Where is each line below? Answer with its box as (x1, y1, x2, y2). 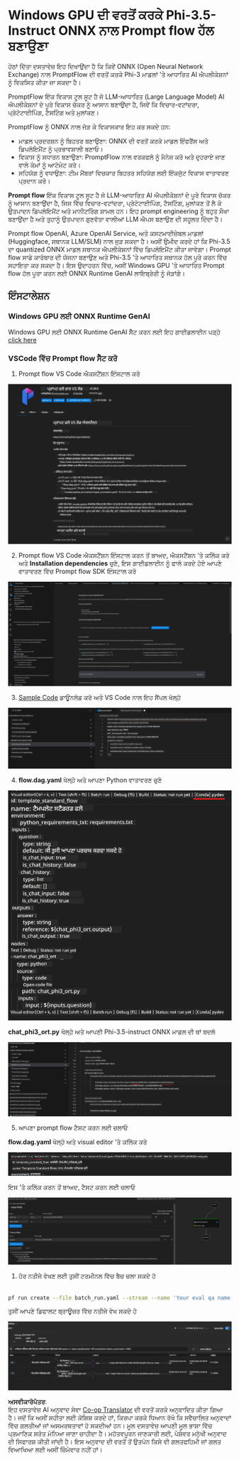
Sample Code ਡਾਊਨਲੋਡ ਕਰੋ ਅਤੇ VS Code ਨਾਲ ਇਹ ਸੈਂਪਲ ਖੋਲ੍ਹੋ (18, 693, 182, 701)
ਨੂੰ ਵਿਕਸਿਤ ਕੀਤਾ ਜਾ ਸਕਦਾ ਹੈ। (8, 78, 82, 87)
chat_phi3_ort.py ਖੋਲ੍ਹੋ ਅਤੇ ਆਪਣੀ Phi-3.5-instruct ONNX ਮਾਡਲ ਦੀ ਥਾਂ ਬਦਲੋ (8, 1027, 216, 1036)
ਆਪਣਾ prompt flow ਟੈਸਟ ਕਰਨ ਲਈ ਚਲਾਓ (18, 1123, 128, 1132)
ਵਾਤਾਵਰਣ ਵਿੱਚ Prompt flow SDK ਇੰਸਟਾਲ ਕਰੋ (18, 567, 137, 575)
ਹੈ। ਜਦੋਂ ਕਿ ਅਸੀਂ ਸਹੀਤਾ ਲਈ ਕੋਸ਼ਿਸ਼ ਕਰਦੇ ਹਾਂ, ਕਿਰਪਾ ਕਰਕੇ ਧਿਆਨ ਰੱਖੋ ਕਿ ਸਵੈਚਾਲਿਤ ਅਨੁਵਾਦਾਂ (8, 1414, 232, 1422)
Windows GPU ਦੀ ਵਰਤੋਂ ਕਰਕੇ (8, 7, 164, 23)
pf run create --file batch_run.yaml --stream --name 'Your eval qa (8, 1294, 215, 1302)
